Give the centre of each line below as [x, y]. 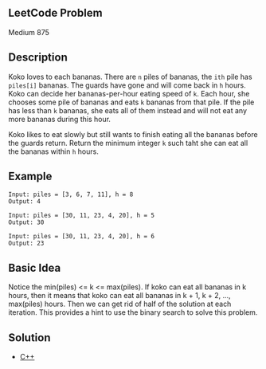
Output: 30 [26, 222]
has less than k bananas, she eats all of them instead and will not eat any [128, 110]
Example [30, 177]
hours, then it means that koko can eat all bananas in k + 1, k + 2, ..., [119, 296]
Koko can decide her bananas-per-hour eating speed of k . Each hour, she [129, 93]
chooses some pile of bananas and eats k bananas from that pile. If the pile [131, 102]
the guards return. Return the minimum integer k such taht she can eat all [128, 143]
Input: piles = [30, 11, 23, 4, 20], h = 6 [82, 237]
